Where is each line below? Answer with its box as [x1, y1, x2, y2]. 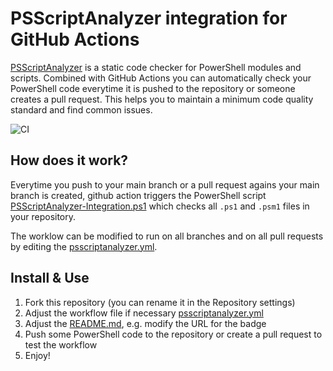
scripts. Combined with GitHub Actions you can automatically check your [10, 72, 312, 84]
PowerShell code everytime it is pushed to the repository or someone [10, 82, 296, 94]
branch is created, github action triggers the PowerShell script [10, 189, 267, 201]
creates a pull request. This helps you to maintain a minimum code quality [10, 93, 314, 105]
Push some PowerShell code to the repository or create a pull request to [24, 328, 323, 340]
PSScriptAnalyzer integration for [10, 7, 288, 30]
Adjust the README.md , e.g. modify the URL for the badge [24, 317, 267, 329]
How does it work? [10, 152, 129, 169]
